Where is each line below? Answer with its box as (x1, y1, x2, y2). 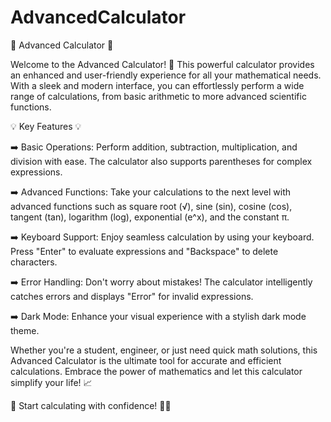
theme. (10, 324, 40, 336)
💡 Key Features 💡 (10, 120, 82, 132)
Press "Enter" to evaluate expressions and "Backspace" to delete (10, 245, 279, 257)
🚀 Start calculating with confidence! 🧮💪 (10, 399, 172, 411)
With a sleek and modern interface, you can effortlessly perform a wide (10, 79, 305, 91)
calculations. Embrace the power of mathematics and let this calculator (10, 365, 303, 377)
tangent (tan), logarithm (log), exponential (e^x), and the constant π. (10, 211, 290, 223)
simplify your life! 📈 (10, 376, 93, 388)
